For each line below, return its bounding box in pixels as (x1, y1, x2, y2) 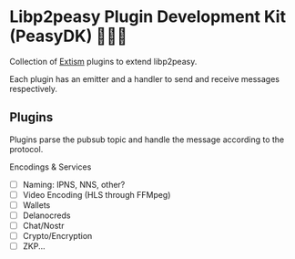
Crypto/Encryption (22, 231, 93, 242)
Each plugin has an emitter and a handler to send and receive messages (9, 73, 280, 84)
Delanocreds (22, 210, 71, 221)
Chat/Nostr (22, 221, 65, 231)
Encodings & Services (9, 161, 92, 172)
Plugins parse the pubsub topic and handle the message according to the (9, 134, 285, 145)
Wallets (22, 199, 51, 211)
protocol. (9, 143, 44, 154)
